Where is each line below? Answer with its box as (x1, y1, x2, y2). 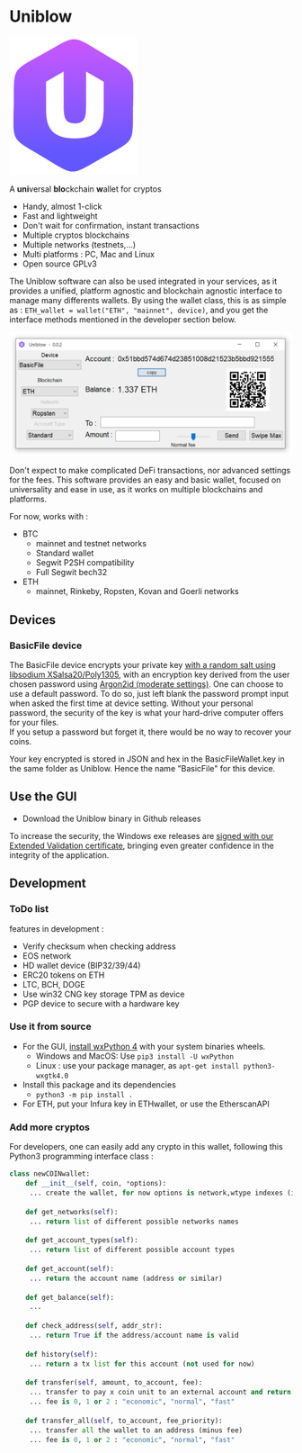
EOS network (22, 950, 72, 961)
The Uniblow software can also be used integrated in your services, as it (9, 275, 278, 286)
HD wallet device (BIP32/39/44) (22, 960, 141, 970)
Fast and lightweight (22, 210, 98, 221)
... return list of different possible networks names (29, 1217, 240, 1226)
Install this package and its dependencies (22, 1078, 177, 1090)
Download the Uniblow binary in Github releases (22, 813, 201, 824)
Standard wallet (35, 547, 94, 559)
